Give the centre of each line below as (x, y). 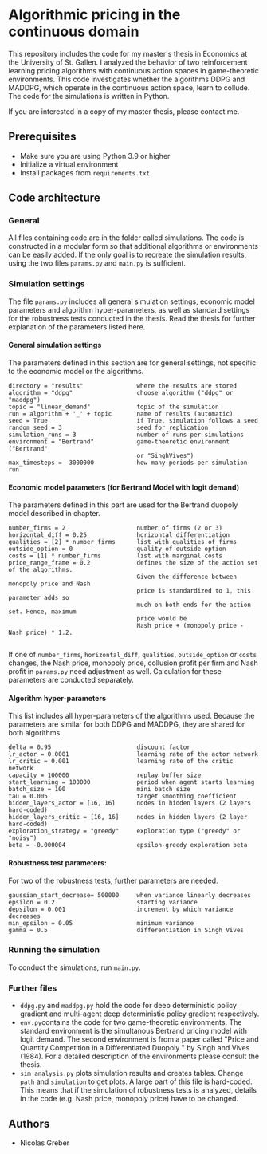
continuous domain (74, 32)
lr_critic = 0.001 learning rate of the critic (121, 762)
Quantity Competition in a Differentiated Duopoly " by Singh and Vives (135, 1048)
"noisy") (23, 838)
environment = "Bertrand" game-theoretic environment (119, 441)
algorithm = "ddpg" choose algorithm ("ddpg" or (121, 392)
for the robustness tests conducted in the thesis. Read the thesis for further (132, 318)
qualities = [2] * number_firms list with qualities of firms (123, 542)
